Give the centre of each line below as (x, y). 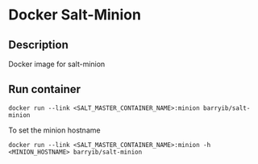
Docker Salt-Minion (75, 15)
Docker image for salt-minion (57, 64)
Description (38, 45)
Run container (45, 89)
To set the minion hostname (54, 130)
